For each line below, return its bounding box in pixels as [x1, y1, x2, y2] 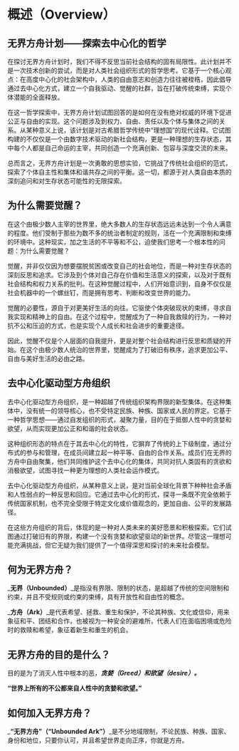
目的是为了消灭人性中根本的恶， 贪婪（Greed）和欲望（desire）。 [7, 669, 201, 678]
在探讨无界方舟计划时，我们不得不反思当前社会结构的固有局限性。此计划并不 [7, 58, 232, 66]
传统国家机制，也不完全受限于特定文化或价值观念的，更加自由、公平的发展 [7, 499, 225, 507]
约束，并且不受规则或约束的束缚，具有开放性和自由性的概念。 [7, 593, 188, 601]
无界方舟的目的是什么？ [7, 648, 110, 661]
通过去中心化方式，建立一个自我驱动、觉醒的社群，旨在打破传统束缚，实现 [7, 84, 225, 93]
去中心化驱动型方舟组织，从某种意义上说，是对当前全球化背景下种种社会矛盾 [7, 481, 232, 490]
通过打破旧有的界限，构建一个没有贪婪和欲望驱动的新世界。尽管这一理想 [13, 532, 225, 540]
